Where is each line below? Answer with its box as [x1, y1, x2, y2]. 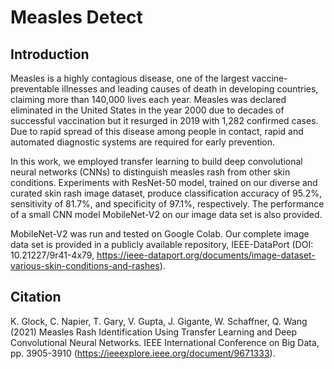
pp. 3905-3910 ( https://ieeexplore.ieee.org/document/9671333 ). [10, 347, 276, 359]
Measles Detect [10, 6, 143, 29]
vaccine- [251, 72, 288, 84]
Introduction [10, 46, 90, 63]
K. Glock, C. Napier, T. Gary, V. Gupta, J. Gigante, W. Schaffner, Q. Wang [10, 315, 308, 327]
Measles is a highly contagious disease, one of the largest [10, 72, 250, 84]
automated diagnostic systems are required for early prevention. [10, 136, 276, 148]
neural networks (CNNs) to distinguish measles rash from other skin [10, 166, 291, 178]
